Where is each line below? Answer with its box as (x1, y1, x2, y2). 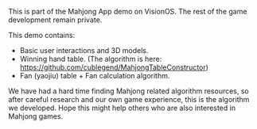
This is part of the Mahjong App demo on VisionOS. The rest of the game (8, 7, 247, 16)
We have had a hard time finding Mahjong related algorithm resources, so (8, 86, 249, 96)
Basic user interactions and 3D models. (19, 46, 149, 55)
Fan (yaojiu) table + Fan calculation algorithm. (19, 71, 170, 80)
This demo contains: (8, 31, 76, 40)
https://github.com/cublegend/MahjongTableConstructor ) (19, 63, 209, 72)
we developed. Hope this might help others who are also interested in (8, 103, 236, 112)
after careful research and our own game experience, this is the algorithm (8, 95, 250, 104)
